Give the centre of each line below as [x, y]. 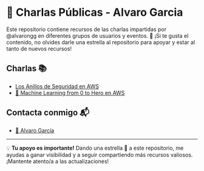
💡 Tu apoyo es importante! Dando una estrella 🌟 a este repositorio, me [95, 148]
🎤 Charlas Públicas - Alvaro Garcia [95, 12]
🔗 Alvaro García [35, 130]
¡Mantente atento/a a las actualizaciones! [58, 161]
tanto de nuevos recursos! [39, 49]
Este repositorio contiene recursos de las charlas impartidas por [87, 29]
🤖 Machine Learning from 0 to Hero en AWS [70, 92]
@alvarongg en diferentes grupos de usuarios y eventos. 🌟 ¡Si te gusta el [97, 35]
